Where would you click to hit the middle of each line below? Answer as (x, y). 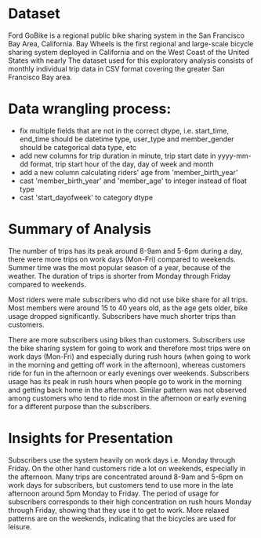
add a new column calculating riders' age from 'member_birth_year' (129, 172)
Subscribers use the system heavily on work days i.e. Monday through (122, 459)
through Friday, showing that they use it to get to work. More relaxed (119, 510)
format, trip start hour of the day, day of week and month (122, 164)
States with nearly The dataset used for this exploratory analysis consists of (130, 60)
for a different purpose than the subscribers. (80, 406)
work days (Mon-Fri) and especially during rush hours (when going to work (129, 356)
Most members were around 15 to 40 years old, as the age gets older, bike (128, 308)
